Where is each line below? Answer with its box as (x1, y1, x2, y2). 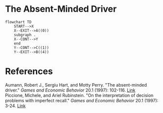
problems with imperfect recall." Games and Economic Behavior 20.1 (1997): (5, 97, 159, 103)
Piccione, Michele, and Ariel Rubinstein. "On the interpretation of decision (5, 92, 154, 98)
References (5, 66, 53, 77)
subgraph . (14, 32, 36, 37)
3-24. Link (5, 103, 26, 109)
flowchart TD (5, 20, 32, 24)
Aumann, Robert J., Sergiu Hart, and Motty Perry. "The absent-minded (5, 82, 147, 88)
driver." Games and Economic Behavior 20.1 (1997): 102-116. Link (5, 87, 136, 93)
